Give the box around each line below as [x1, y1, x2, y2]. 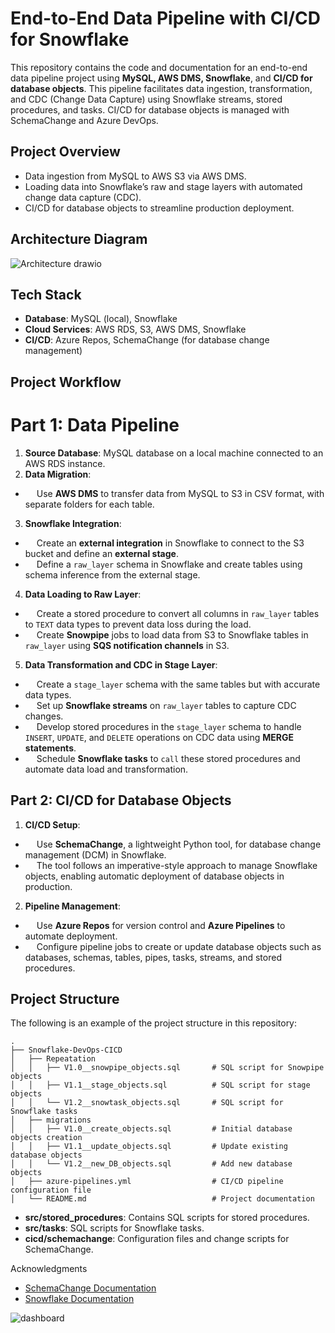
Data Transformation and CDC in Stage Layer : [24, 658, 218, 671]
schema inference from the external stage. [24, 568, 201, 581]
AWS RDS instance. [24, 457, 106, 469]
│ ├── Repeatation [10, 1054, 97, 1064]
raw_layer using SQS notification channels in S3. [24, 639, 230, 651]
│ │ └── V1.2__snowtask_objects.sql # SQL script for [10, 1098, 284, 1108]
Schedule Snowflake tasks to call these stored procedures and [36, 752, 301, 764]
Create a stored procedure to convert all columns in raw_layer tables [36, 607, 320, 619]
